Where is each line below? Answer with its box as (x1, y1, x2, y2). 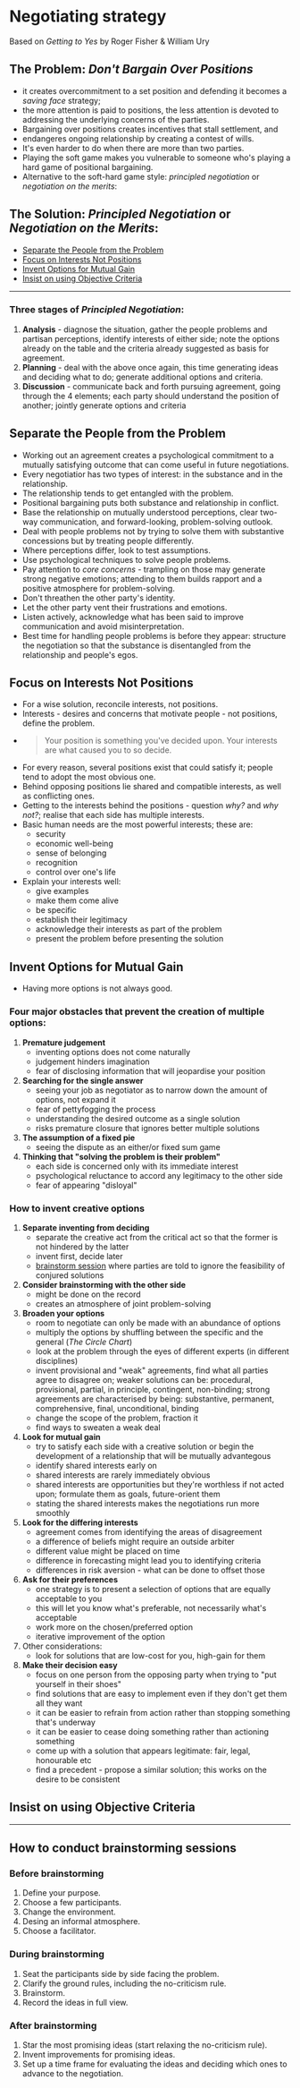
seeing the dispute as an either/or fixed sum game (35, 1141, 221, 1152)
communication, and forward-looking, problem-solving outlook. (39, 516, 274, 527)
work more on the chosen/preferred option (35, 1622, 194, 1632)
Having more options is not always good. (21, 983, 173, 994)
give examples (35, 886, 89, 897)
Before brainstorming (9, 1868, 104, 1880)
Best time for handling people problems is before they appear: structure (21, 630, 287, 641)
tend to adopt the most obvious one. (21, 771, 156, 782)
